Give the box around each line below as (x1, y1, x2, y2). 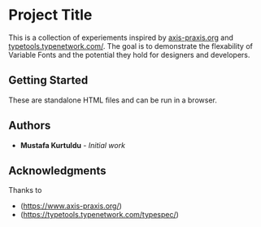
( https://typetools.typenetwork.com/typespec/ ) (20, 210, 179, 220)
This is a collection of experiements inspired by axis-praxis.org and (8, 33, 234, 42)
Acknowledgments (8, 164, 107, 177)
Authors (8, 119, 51, 133)
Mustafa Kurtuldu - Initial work (20, 140, 126, 150)
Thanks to (8, 186, 42, 195)
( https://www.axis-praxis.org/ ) (20, 201, 122, 211)
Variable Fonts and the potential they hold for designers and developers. (8, 50, 250, 59)
